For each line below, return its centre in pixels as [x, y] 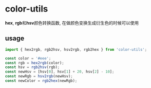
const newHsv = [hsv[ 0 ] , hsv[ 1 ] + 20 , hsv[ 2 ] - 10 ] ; [60, 72]
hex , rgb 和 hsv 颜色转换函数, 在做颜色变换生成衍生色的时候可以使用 [72, 23]
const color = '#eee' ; [28, 58]
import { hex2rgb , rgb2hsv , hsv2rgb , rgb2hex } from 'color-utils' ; [76, 49]
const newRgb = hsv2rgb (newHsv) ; [39, 76]
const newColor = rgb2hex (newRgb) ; [41, 81]
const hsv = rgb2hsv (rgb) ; [32, 67]
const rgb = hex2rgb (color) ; [35, 63]
